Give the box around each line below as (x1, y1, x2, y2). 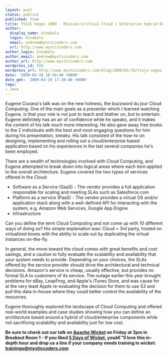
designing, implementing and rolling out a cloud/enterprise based (5, 137, 140, 143)
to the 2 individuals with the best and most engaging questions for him (5, 127, 150, 133)
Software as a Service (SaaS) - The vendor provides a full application (12, 184, 155, 190)
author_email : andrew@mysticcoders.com (5, 54, 88, 59)
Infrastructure (12, 210, 41, 216)
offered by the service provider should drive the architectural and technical (5, 262, 160, 268)
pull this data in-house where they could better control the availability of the (5, 288, 161, 294)
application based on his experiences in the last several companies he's (5, 143, 153, 149)
